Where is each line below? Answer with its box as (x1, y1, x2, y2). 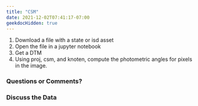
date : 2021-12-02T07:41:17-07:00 (6, 14, 90, 20)
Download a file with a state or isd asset (14, 37, 114, 44)
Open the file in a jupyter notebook (14, 43, 101, 50)
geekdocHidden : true (6, 20, 58, 26)
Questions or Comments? (6, 77, 83, 86)
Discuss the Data (6, 93, 57, 102)
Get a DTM (14, 49, 42, 57)
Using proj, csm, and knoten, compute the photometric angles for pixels (14, 55, 193, 63)
